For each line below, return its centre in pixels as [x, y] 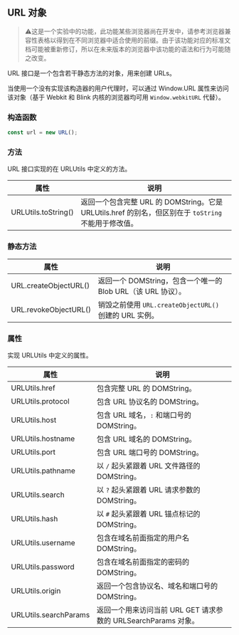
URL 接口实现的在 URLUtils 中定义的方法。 [69, 169]
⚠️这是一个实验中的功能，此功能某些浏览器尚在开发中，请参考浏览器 [125, 31]
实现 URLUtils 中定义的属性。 [50, 355]
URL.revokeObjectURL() [51, 310]
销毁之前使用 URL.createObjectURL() [158, 305]
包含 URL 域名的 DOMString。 [147, 439]
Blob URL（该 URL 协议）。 [142, 291]
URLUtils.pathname [43, 471]
